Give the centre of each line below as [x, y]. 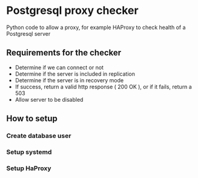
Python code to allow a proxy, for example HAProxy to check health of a [96, 27]
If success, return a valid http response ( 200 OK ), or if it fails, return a [103, 87]
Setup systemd [29, 152]
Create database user [39, 136]
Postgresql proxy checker [72, 11]
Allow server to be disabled [49, 99]
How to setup [32, 119]
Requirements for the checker [64, 53]
